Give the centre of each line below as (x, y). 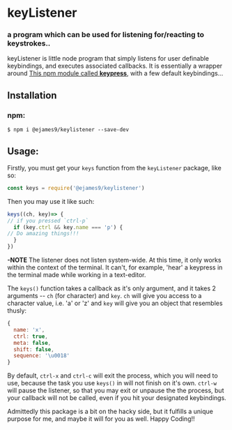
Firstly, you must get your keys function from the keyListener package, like (114, 168)
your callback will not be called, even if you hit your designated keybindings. (117, 398)
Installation (32, 95)
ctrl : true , (31, 336)
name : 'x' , (29, 329)
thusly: (17, 311)
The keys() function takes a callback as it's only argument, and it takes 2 (111, 288)
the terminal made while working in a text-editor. (77, 275)
